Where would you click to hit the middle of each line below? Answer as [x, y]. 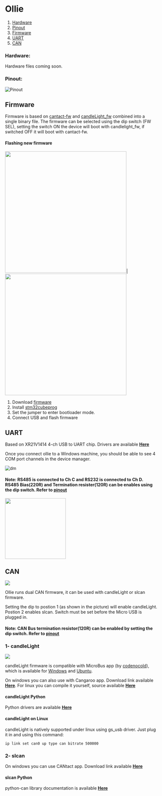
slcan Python [19, 777]
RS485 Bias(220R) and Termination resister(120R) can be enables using [79, 485]
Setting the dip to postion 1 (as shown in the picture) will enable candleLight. [81, 607]
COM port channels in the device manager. [48, 459]
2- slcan [15, 756]
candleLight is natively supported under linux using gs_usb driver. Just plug [81, 729]
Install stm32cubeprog [34, 407]
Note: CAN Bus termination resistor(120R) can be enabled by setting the [79, 628]
